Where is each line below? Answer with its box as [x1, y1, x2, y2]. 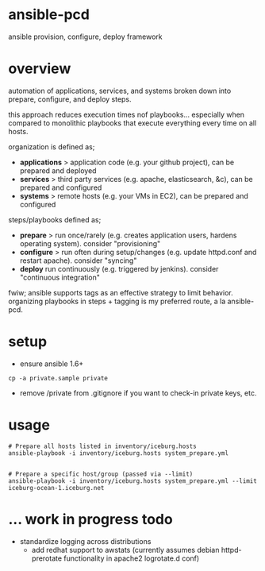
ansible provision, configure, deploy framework [8, 32, 163, 41]
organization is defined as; [8, 141, 95, 152]
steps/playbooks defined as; [8, 214, 102, 224]
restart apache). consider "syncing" [19, 256, 137, 265]
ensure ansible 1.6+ [19, 359, 84, 368]
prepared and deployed [19, 165, 97, 176]
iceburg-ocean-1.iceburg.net [8, 484, 105, 492]
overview [8, 60, 71, 78]
